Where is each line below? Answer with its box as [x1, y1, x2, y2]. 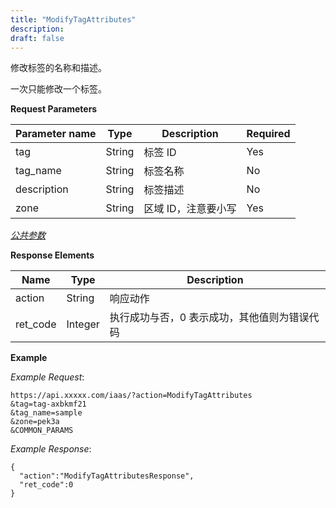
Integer [66, 317, 100, 331]
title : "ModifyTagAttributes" [10, 14, 137, 25]
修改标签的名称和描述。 [10, 62, 107, 74]
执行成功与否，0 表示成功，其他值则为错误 [109, 311, 310, 325]
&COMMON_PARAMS [10, 426, 74, 436]
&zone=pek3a [10, 417, 60, 427]
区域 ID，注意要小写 [143, 202, 237, 216]
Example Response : [10, 443, 92, 455]
